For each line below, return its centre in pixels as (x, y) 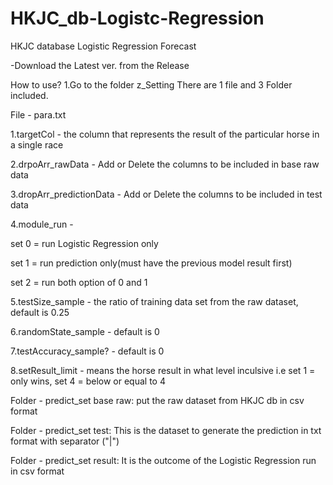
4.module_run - (42, 224)
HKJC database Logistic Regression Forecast (103, 46)
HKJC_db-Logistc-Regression (137, 18)
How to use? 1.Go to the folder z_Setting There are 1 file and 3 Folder (151, 84)
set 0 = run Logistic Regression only (84, 243)
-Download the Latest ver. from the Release (100, 65)
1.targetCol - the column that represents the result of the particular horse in (165, 134)
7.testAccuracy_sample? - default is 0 (87, 351)
